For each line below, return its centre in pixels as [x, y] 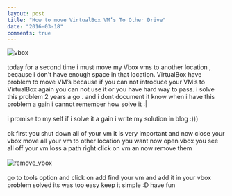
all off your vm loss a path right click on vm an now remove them [100, 148]
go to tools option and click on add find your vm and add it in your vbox [109, 178]
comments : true [29, 33]
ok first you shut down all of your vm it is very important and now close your [116, 134]
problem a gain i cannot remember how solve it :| [77, 104]
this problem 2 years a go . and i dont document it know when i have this [111, 97]
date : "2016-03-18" [35, 26]
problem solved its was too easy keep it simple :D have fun [91, 185]
